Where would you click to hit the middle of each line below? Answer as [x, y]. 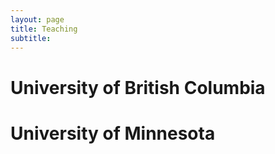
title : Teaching [44, 29]
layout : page [37, 19]
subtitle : [31, 38]
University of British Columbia [138, 87]
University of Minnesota [113, 133]
